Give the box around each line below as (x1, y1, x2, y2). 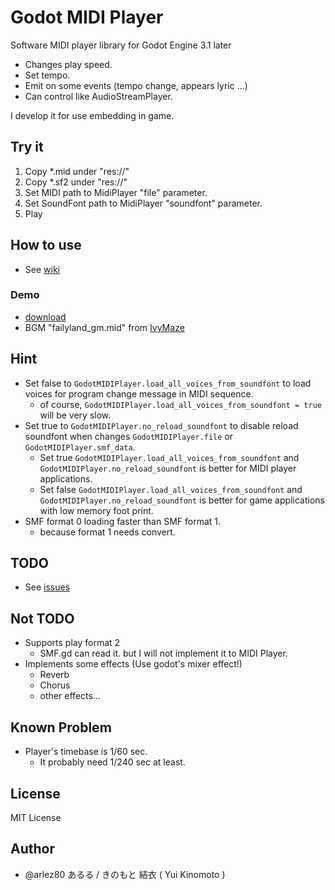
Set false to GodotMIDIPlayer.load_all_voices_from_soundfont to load (24, 377, 312, 389)
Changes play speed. (24, 58, 113, 70)
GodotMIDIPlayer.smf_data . (24, 441, 136, 453)
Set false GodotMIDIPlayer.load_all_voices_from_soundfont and (39, 483, 303, 495)
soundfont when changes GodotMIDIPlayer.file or (24, 430, 234, 442)
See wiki (24, 263, 60, 275)
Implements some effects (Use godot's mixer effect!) (24, 658, 243, 670)
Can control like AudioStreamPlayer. (24, 90, 173, 102)
